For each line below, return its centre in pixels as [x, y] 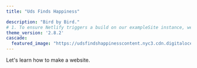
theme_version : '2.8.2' [35, 33]
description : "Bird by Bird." [43, 22]
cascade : [17, 38]
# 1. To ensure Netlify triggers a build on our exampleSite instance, [95, 27]
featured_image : [31, 44]
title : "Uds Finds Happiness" [43, 11]
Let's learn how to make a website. [48, 60]
